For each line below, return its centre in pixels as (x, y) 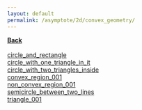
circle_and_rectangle (37, 55)
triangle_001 (24, 99)
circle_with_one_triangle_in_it (49, 62)
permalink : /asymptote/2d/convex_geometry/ (71, 20)
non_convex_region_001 (41, 84)
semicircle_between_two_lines (51, 92)
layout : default (31, 14)
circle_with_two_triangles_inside (53, 70)
